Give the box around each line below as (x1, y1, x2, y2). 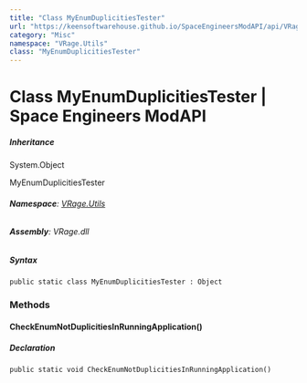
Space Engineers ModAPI (9, 106, 207, 127)
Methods (9, 298, 50, 311)
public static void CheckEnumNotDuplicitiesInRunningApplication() (9, 365, 272, 374)
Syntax (9, 254, 38, 265)
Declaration (9, 342, 56, 353)
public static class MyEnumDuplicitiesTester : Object (9, 277, 223, 287)
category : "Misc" (9, 30, 76, 39)
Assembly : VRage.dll (9, 226, 90, 237)
